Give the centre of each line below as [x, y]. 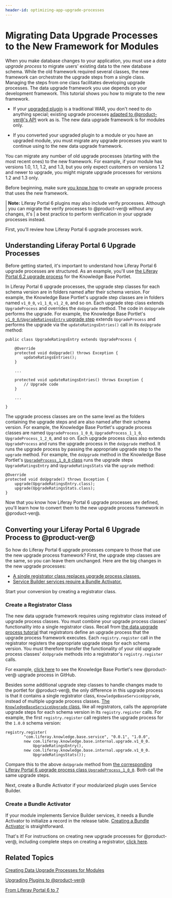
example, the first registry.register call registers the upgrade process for [84, 718]
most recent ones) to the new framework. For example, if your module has [84, 161]
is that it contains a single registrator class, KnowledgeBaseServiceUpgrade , [83, 696]
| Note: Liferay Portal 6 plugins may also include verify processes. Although [85, 203]
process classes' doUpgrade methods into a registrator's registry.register [84, 654]
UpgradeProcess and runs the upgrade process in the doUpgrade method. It [83, 444]
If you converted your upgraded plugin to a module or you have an [83, 135]
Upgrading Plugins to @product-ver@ [45, 880]
